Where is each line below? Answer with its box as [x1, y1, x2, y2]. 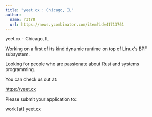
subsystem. [5, 51, 30, 57]
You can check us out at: [5, 76, 58, 82]
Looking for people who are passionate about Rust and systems [5, 61, 139, 67]
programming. [5, 66, 35, 73]
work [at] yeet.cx [5, 106, 41, 112]
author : [5, 12, 22, 17]
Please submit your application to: [5, 96, 77, 102]
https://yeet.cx [5, 86, 36, 92]
